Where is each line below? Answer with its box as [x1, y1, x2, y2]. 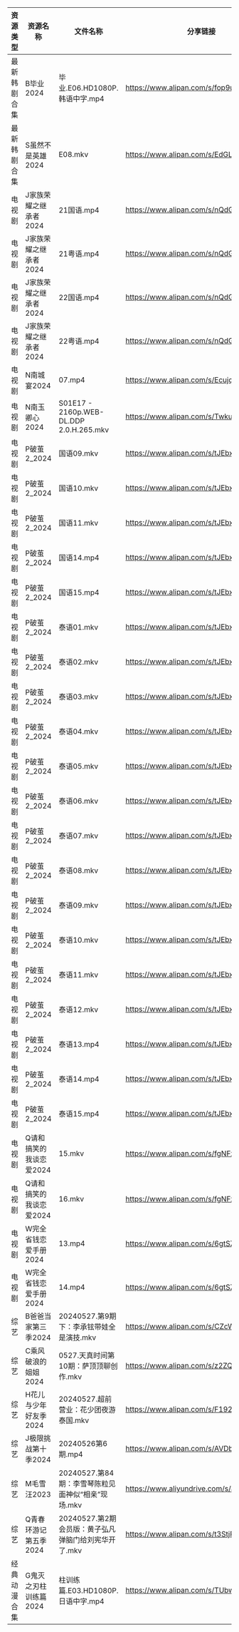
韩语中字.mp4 [58, 94, 105, 103]
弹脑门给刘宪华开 [58, 1535, 116, 1544]
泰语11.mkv [58, 970, 99, 980]
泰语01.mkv [58, 622, 99, 632]
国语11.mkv [58, 518, 99, 528]
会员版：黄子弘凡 [58, 1524, 116, 1534]
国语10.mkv [58, 483, 99, 493]
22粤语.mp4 [58, 337, 100, 346]
